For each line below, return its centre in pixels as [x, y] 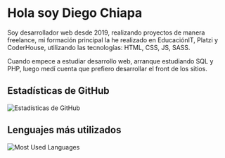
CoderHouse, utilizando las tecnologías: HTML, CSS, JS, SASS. [99, 47]
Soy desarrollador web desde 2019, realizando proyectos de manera [106, 32]
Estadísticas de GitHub [58, 91]
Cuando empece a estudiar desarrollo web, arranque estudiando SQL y [110, 61]
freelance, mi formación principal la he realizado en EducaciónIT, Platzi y [113, 39]
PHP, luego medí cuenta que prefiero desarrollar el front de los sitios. [107, 68]
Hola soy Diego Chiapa [75, 13]
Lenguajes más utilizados [64, 130]
